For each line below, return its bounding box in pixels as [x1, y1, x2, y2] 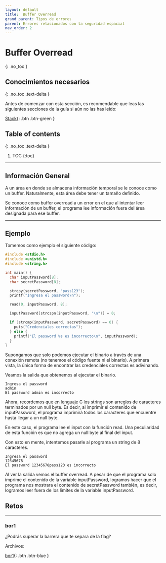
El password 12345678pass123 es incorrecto [5, 463, 96, 468]
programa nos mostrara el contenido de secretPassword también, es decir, [5, 482, 157, 488]
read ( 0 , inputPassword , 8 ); [9, 302, 68, 307]
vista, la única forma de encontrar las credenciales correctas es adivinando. [5, 363, 160, 369]
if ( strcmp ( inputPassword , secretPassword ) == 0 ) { [9, 320, 119, 325]
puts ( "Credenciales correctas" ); [14, 324, 83, 329]
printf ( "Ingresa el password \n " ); [9, 293, 81, 298]
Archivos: [5, 543, 25, 549]
